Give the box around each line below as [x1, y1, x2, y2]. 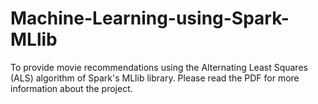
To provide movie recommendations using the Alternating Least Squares [10, 61, 308, 73]
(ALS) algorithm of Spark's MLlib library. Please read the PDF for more [10, 72, 300, 84]
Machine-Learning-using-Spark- [10, 7, 290, 30]
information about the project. [10, 82, 133, 94]
